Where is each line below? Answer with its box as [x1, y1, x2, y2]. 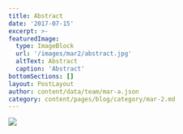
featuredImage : [8, 34, 60, 43]
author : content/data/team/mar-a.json [8, 87, 139, 96]
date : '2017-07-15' [8, 19, 74, 28]
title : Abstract [8, 11, 63, 20]
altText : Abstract [15, 58, 79, 66]
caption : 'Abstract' [15, 65, 85, 73]
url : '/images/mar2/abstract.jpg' [15, 50, 132, 58]
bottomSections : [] [8, 72, 74, 80]
